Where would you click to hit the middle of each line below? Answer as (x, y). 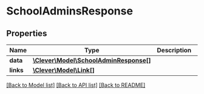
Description (174, 50)
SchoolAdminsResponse (70, 11)
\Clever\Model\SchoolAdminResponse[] (92, 60)
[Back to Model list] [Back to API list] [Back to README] (76, 85)
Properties (27, 33)
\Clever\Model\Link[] (64, 70)
